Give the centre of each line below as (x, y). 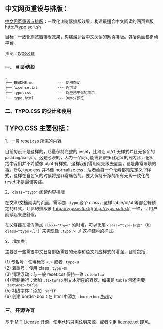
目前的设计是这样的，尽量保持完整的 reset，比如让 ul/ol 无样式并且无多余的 (80, 151)
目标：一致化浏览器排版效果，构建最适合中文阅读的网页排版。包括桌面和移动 (81, 37)
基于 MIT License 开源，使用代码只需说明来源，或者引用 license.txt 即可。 (79, 322)
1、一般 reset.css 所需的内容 (33, 141)
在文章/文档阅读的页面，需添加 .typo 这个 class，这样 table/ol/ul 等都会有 (78, 202)
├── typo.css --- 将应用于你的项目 (50, 93)
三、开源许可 (20, 310)
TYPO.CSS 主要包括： (38, 129)
